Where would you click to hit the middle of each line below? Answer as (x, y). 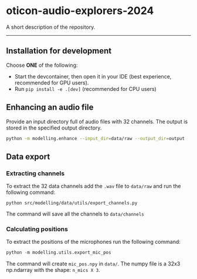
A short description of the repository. (51, 27)
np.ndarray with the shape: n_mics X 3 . (53, 270)
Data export (28, 156)
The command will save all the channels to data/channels (75, 214)
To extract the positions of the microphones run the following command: (93, 242)
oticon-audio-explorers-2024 (80, 11)
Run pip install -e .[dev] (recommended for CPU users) (85, 89)
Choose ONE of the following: (42, 65)
